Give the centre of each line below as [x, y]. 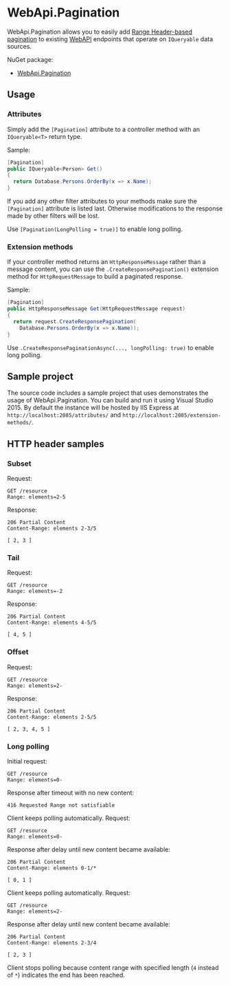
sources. [20, 46]
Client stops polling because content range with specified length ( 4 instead [113, 967]
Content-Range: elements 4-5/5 [52, 623]
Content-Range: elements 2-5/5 [52, 717]
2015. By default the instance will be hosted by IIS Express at [93, 408]
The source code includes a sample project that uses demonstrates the [108, 393]
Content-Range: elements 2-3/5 [52, 529]
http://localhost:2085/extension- [172, 415]
